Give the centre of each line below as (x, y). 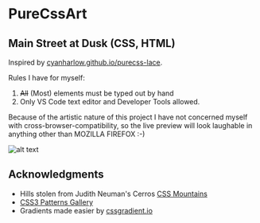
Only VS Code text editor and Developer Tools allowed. (110, 102)
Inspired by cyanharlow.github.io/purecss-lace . (85, 62)
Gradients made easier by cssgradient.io (86, 210)
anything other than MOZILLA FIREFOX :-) (77, 134)
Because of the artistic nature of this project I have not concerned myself (128, 117)
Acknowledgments (56, 175)
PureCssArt (48, 14)
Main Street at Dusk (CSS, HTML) (92, 43)
